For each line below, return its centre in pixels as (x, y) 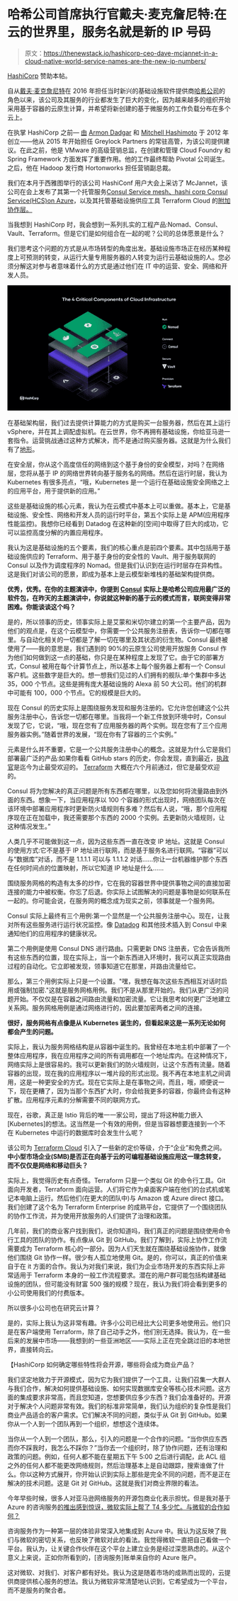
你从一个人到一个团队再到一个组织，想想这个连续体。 (85, 1424)
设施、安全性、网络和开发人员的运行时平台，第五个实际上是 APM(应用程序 (121, 515)
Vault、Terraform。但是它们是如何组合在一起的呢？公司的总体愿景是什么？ (116, 233)
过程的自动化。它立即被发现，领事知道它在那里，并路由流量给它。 (103, 967)
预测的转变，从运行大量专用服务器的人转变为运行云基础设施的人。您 (125, 257)
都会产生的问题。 (32, 1032)
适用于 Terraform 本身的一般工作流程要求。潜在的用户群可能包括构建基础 (120, 1275)
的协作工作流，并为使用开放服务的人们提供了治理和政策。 (91, 1216)
